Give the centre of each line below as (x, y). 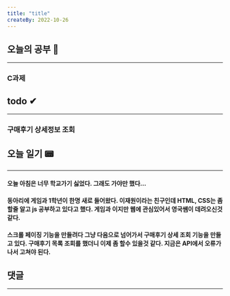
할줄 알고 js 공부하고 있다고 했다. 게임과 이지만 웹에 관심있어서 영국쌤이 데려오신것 (115, 209)
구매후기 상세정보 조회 (41, 129)
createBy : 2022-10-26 (38, 20)
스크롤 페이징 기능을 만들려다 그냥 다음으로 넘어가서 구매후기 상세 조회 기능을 (108, 234)
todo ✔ (22, 101)
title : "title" (29, 13)
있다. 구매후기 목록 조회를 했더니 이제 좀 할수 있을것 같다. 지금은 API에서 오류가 (118, 243)
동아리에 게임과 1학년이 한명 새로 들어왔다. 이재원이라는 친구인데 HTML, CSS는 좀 (115, 200)
